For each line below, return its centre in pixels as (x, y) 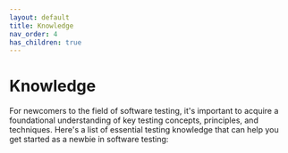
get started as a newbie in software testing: (89, 140)
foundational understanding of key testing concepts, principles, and (134, 120)
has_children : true (46, 42)
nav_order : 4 (34, 34)
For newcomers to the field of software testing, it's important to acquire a (144, 111)
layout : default (39, 17)
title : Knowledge (42, 26)
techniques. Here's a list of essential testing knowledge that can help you (144, 130)
